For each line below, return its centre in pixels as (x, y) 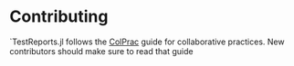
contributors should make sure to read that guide (101, 51)
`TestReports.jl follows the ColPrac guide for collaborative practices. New (147, 42)
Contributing (59, 17)
